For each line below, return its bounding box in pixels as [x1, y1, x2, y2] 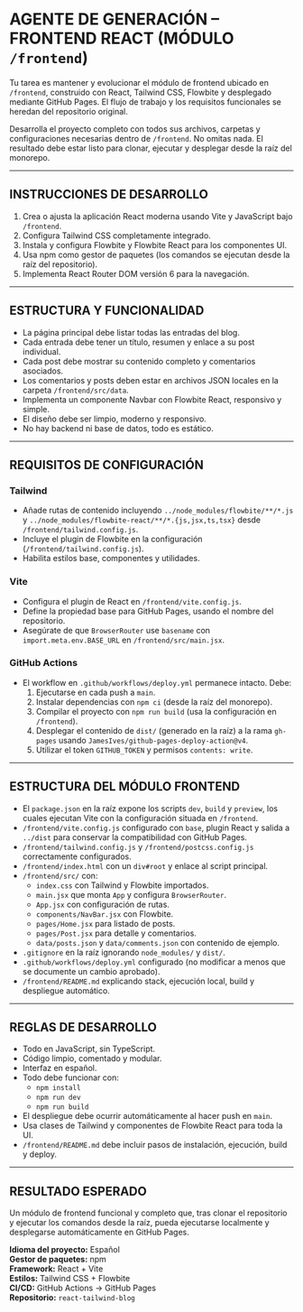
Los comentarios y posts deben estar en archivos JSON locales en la [22, 374, 280, 385]
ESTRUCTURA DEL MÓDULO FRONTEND [9, 779, 241, 794]
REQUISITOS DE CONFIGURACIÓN [9, 457, 205, 473]
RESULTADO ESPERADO [9, 1183, 147, 1199]
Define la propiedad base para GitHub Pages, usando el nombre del [22, 605, 274, 616]
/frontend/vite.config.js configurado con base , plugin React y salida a [22, 822, 290, 833]
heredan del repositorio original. [9, 106, 128, 116]
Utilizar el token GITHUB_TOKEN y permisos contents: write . [35, 744, 253, 755]
